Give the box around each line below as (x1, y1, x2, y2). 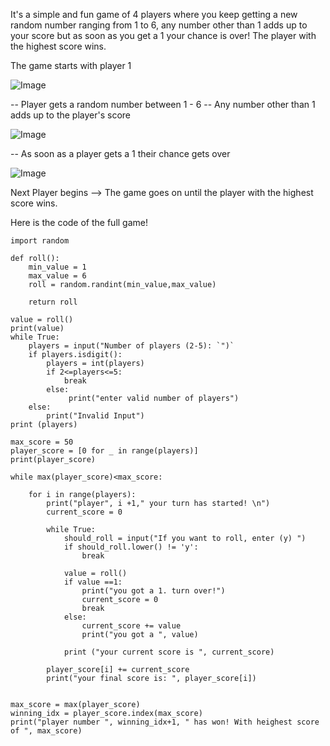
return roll (28, 297, 78, 307)
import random (10, 236, 70, 246)
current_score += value (81, 621, 182, 631)
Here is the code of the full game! (10, 217, 148, 228)
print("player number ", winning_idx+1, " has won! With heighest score (10, 717, 320, 727)
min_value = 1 (28, 262, 87, 272)
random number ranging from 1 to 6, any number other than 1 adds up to (10, 19, 308, 31)
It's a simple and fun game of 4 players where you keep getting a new (10, 9, 298, 20)
